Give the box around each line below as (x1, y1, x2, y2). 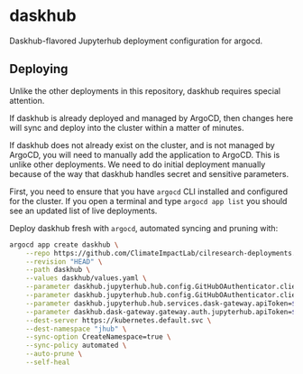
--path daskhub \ (25, 266, 91, 275)
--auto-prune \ (25, 350, 83, 359)
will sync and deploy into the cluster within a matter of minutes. (9, 122, 244, 133)
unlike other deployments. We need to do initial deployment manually (9, 159, 266, 170)
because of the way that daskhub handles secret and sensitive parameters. (9, 168, 289, 179)
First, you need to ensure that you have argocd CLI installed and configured (9, 186, 289, 197)
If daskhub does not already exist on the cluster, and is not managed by (9, 139, 275, 150)
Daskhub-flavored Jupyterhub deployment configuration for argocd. (9, 35, 263, 46)
